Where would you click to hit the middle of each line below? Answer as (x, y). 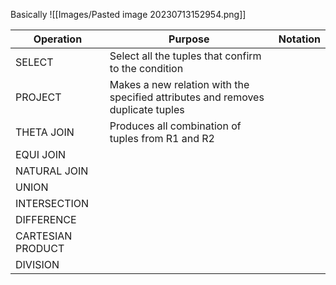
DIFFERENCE (46, 219)
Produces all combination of (175, 126)
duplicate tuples (147, 109)
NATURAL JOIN (52, 171)
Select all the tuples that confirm (185, 56)
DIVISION (37, 264)
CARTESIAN (44, 236)
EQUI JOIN (41, 154)
